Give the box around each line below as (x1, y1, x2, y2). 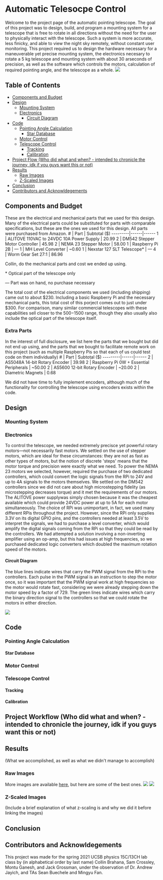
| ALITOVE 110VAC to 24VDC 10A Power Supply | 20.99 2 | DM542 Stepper (5, 236, 155, 242)
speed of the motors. (5, 546, 47, 552)
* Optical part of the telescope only (5, 270, 76, 276)
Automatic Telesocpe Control (5, 3, 127, 15)
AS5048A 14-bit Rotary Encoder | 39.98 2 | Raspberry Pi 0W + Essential (5, 359, 149, 365)
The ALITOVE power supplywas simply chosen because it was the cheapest (5, 495, 158, 500)
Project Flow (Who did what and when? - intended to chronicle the (12, 157, 145, 162)
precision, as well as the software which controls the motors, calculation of (5, 61, 155, 67)
